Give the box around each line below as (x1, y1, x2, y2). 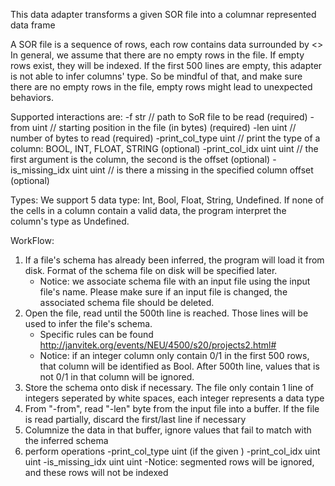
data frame (10, 19, 56, 31)
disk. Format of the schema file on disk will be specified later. (24, 265, 278, 276)
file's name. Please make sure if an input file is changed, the (39, 286, 288, 298)
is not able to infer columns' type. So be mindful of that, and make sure (10, 70, 303, 82)
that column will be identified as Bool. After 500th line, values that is (39, 360, 320, 372)
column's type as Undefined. (10, 215, 130, 227)
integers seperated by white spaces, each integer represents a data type (24, 392, 325, 404)
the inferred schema (24, 435, 109, 446)
